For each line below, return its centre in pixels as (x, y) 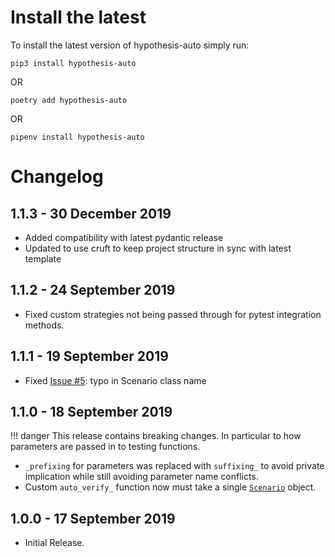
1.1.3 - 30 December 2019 (91, 213)
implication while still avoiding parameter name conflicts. (141, 477)
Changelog (57, 177)
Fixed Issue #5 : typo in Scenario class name (115, 380)
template (43, 258)
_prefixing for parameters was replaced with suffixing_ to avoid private (174, 466)
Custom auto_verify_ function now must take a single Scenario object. (170, 487)
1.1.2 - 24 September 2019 (93, 290)
